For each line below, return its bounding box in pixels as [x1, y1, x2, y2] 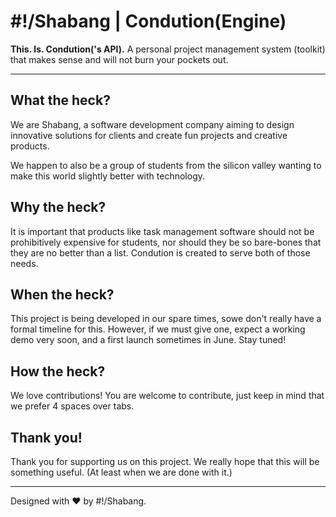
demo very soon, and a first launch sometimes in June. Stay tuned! [10, 334, 287, 346]
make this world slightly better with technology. [10, 170, 206, 182]
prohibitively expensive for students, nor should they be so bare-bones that [10, 236, 322, 248]
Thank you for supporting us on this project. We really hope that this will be [10, 456, 320, 467]
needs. [10, 257, 39, 269]
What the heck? [10, 92, 111, 109]
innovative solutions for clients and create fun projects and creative [10, 129, 288, 141]
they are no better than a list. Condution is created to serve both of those [10, 246, 311, 259]
